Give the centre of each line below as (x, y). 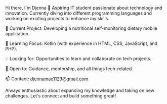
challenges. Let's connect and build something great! (61, 96)
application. (17, 34)
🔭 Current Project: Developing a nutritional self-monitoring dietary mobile (81, 28)
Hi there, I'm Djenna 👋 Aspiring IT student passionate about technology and (84, 8)
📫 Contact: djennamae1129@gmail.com (47, 79)
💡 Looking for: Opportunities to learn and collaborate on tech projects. (78, 59)
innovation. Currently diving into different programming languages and (79, 13)
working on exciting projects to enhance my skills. (57, 18)
